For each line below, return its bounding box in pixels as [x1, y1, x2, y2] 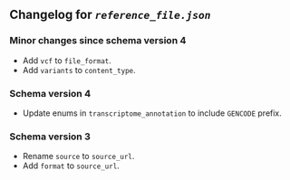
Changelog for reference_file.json [9, 7, 211, 23]
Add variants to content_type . [22, 64, 136, 75]
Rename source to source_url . [22, 151, 135, 162]
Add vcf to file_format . [22, 54, 111, 66]
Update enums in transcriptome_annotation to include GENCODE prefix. [22, 108, 283, 118]
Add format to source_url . [22, 160, 120, 171]
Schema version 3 [9, 130, 91, 143]
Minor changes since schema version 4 [9, 34, 187, 47]
